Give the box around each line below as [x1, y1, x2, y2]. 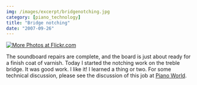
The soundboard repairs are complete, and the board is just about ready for [6, 53, 191, 60]
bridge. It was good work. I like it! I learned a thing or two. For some [6, 66, 171, 73]
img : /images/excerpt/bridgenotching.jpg [6, 8, 110, 15]
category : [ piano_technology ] [6, 14, 81, 20]
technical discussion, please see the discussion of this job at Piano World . [6, 72, 187, 79]
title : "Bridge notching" [6, 20, 70, 26]
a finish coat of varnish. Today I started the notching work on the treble [6, 59, 180, 67]
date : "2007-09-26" [6, 25, 55, 32]
